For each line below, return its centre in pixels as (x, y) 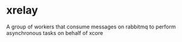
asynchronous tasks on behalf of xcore (55, 33)
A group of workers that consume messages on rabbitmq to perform (91, 27)
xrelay (22, 10)
